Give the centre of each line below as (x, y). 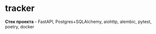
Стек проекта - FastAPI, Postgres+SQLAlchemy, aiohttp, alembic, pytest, (78, 22)
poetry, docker (20, 26)
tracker (20, 8)
